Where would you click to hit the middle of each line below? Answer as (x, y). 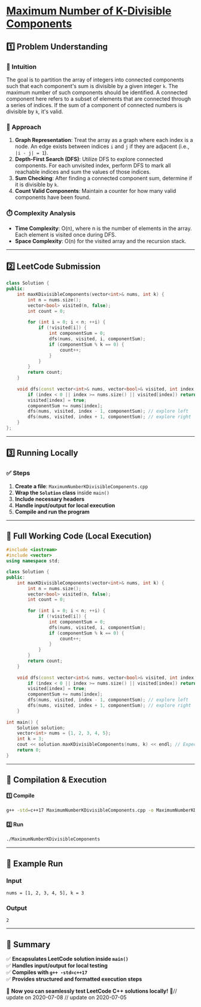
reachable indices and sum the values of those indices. (83, 172)
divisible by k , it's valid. (35, 111)
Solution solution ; (41, 728)
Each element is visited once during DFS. (66, 235)
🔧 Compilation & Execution (57, 780)
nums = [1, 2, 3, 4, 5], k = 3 (45, 893)
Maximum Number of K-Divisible (89, 11)
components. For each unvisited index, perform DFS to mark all (93, 165)
